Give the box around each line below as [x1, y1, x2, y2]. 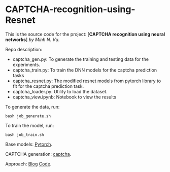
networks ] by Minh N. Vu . [5, 37, 60, 43]
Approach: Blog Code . [5, 161, 52, 167]
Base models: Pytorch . [5, 141, 52, 147]
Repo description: [5, 46, 43, 52]
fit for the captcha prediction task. [12, 83, 84, 89]
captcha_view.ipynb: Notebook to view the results [12, 94, 117, 100]
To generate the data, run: [5, 104, 60, 110]
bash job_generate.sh [5, 113, 51, 119]
